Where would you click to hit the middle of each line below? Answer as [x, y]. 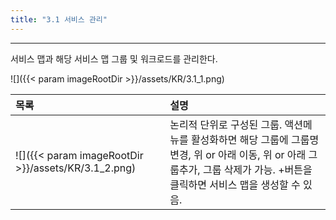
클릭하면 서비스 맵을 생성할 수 [235, 184]
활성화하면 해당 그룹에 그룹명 [255, 139]
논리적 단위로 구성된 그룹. [226, 124]
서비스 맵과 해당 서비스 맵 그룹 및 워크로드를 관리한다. [114, 58]
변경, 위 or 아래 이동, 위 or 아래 [238, 154]
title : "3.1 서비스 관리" [59, 19]
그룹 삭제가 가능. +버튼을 [257, 169]
